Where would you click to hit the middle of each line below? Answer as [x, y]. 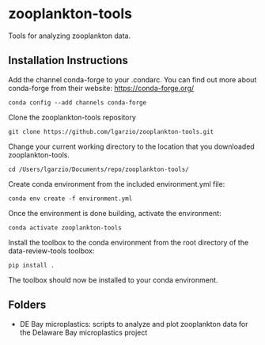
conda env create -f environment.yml [70, 199]
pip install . [32, 265]
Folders [27, 305]
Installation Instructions [68, 61]
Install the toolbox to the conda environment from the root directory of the [129, 242]
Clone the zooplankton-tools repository [72, 117]
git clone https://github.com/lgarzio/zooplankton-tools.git [111, 131]
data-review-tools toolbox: [51, 251]
